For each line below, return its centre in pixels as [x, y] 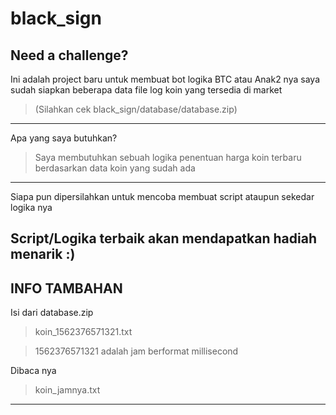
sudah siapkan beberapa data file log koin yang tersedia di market [146, 90]
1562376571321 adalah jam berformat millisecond [136, 351]
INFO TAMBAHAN [66, 288]
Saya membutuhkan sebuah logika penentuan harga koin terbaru [168, 157]
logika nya [31, 207]
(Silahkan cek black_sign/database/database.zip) [136, 109]
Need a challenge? [69, 55]
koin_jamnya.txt [67, 390]
